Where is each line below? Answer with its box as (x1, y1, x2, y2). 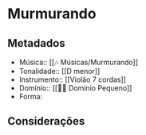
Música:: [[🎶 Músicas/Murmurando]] (18, 57, 139, 67)
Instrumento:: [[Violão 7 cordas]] (18, 75, 127, 84)
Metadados (7, 37, 65, 50)
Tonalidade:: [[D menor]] (18, 67, 101, 75)
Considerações (7, 114, 85, 128)
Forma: (18, 92, 43, 101)
